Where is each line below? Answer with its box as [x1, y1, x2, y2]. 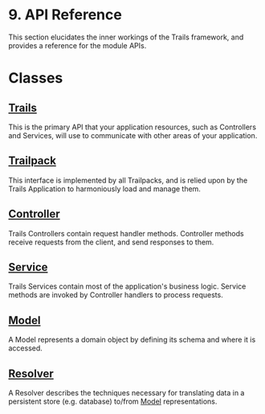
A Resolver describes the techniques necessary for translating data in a [8, 388, 245, 397]
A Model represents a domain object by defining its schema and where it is [8, 335, 256, 345]
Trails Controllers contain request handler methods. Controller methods [8, 228, 244, 238]
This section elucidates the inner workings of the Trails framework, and [8, 32, 244, 42]
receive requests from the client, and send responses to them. [8, 237, 214, 247]
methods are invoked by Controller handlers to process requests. [8, 290, 223, 300]
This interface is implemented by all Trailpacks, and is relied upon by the [8, 175, 248, 185]
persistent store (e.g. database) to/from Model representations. [8, 396, 218, 406]
